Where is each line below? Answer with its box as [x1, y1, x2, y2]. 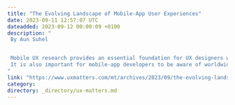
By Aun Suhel [10, 36, 49, 43]
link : [7, 74, 23, 81]
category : [7, 81, 36, 88]
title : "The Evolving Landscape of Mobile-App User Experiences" [7, 10, 201, 17]
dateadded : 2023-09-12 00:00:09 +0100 [7, 23, 120, 30]
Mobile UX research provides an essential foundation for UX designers [10, 55, 224, 62]
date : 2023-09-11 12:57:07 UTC [7, 17, 99, 24]
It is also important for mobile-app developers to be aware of [10, 61, 201, 68]
